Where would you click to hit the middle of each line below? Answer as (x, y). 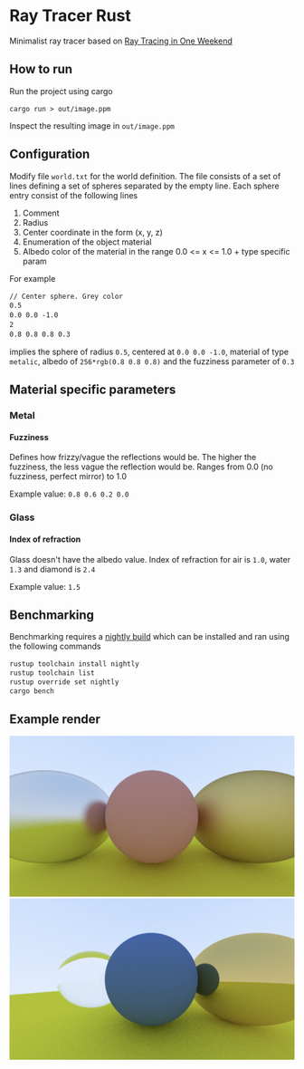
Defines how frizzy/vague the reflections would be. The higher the (133, 457)
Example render (55, 719)
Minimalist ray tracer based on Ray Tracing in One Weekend (121, 41)
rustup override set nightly (64, 682)
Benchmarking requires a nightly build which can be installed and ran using (149, 637)
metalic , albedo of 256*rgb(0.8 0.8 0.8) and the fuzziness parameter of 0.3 (152, 361)
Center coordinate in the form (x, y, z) (92, 232)
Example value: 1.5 (45, 586)
